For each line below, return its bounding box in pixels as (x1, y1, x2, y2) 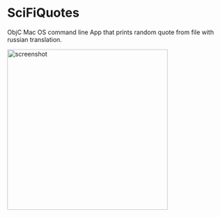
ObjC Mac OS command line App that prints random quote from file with (7, 28, 214, 36)
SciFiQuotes (7, 5, 80, 21)
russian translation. (7, 35, 63, 43)
